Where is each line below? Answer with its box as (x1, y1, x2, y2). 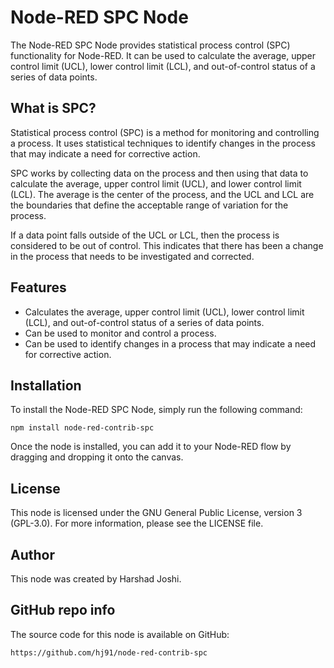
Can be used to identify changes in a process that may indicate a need (24, 337, 317, 350)
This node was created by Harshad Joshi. (10, 573, 182, 585)
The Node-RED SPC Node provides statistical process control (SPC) (10, 39, 291, 51)
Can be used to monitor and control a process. (24, 327, 217, 339)
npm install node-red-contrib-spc (10, 423, 155, 433)
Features (10, 279, 67, 296)
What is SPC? (10, 100, 97, 117)
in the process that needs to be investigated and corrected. (10, 250, 255, 262)
